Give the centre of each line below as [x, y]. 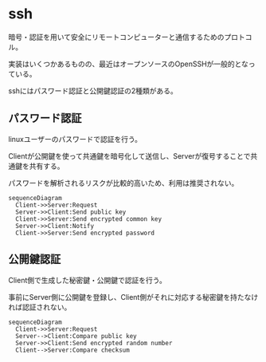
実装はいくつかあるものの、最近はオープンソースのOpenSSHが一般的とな [129, 64]
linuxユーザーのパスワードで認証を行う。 [75, 139]
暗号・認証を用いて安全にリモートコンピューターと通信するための [116, 37]
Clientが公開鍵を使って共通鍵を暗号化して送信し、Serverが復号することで [129, 155]
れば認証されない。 [40, 307]
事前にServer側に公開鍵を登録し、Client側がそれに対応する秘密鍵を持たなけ [133, 297]
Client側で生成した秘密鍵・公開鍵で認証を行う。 [88, 280]
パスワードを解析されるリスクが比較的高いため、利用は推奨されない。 [123, 183]
